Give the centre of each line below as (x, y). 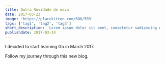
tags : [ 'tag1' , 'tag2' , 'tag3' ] (38, 23)
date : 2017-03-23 (23, 14)
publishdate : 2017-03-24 (30, 32)
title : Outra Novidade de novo (37, 10)
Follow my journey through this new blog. (47, 56)
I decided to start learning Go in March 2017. (50, 47)
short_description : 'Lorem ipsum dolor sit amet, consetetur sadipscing (81, 28)
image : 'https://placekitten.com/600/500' (49, 19)
